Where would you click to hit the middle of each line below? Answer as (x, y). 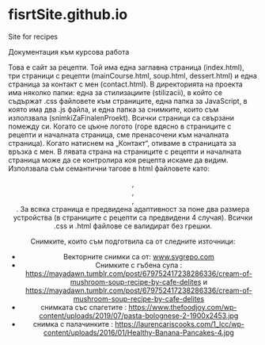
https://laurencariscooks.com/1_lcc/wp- (180, 324)
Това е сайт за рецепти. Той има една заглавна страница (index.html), (127, 67)
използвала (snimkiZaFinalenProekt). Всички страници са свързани (121, 117)
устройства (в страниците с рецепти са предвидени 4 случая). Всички (133, 217)
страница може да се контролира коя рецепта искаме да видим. (118, 159)
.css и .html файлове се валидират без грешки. (133, 226)
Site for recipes (33, 36)
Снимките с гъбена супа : (139, 265)
